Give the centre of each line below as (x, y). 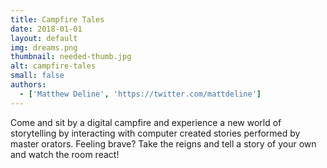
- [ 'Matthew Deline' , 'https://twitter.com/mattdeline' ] (140, 94)
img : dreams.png (44, 47)
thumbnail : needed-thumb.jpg (71, 57)
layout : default (44, 38)
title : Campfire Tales (57, 19)
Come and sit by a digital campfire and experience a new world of (146, 122)
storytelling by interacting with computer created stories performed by (155, 133)
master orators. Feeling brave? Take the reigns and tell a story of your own (163, 143)
